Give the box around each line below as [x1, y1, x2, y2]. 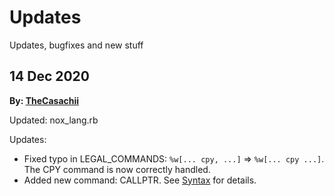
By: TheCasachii [9, 94, 80, 106]
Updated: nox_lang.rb [9, 114, 99, 126]
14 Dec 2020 [9, 68, 91, 85]
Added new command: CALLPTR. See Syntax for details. [23, 174, 257, 186]
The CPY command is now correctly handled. [23, 163, 211, 175]
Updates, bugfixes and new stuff [9, 39, 144, 51]
